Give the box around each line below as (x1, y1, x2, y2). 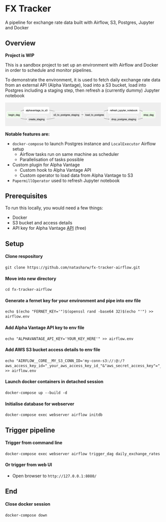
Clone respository (5, 254, 43, 260)
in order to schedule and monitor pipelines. (5, 67, 93, 73)
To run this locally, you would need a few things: (5, 205, 103, 211)
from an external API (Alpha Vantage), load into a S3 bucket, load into (5, 82, 147, 88)
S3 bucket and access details (12, 220, 73, 226)
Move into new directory (5, 275, 57, 281)
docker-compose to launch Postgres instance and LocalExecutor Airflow (12, 140, 156, 146)
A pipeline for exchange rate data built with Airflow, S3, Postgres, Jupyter (5, 19, 155, 25)
